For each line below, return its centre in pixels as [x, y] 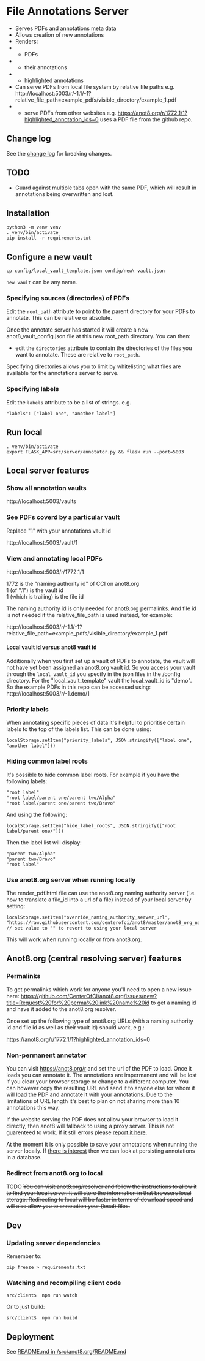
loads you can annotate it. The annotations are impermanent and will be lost [102, 1075]
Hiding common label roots [47, 761]
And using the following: [37, 814]
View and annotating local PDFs [54, 558]
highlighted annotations [54, 80]
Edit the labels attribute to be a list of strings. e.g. [69, 402]
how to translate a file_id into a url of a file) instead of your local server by [99, 900]
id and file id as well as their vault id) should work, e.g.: [75, 1027]
